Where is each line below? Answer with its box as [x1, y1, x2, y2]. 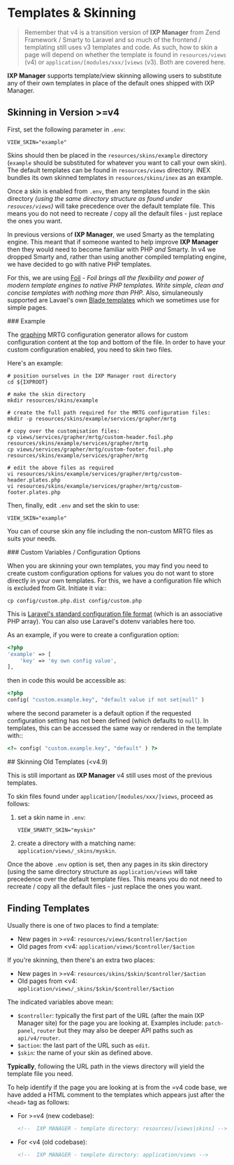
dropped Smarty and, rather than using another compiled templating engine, [7, 252, 227, 260]
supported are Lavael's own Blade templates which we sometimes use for [7, 295, 220, 304]
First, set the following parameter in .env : [7, 125, 126, 134]
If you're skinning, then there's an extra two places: [7, 956, 155, 964]
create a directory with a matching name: [17, 839, 136, 847]
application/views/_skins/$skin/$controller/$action [17, 985, 175, 992]
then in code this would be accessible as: [7, 676, 126, 685]
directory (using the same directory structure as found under [7, 194, 183, 202]
